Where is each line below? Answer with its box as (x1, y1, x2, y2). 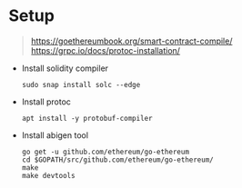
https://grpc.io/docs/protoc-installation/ (30, 45, 181, 55)
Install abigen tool (21, 129, 88, 141)
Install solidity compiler (21, 63, 109, 74)
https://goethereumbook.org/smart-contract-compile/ (30, 35, 233, 46)
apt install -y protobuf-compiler (21, 114, 153, 123)
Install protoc (21, 96, 72, 107)
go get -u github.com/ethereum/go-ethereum (21, 147, 190, 156)
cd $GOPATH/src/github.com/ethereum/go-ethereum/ (21, 155, 215, 164)
